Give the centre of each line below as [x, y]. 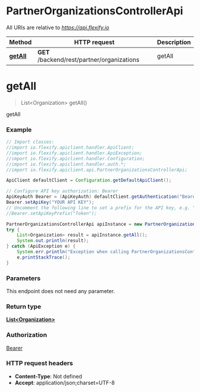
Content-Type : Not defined [48, 376]
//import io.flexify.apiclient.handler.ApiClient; [70, 148]
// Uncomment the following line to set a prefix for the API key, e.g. [98, 208]
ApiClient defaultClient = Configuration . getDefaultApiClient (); [89, 181]
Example [19, 129]
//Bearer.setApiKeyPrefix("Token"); [51, 213]
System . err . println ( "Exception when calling [73, 252]
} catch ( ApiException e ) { [41, 246]
